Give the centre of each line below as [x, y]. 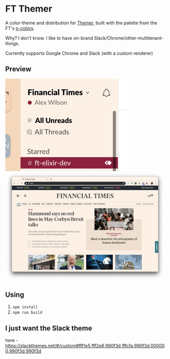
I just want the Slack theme [49, 328]
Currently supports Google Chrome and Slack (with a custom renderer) [79, 53]
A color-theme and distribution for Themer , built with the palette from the [81, 23]
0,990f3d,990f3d [23, 351]
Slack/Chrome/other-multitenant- [129, 38]
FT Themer [29, 9]
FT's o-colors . [20, 28]
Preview [18, 69]
